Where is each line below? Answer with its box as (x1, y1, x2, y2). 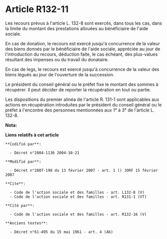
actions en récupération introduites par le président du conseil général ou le (5, 101, 162, 107)
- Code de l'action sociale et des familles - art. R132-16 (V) (10, 212, 147, 217)
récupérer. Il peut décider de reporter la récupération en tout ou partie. (5, 86, 151, 92)
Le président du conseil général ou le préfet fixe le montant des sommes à (5, 81, 159, 87)
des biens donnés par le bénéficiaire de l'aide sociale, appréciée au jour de (5, 46, 160, 52)
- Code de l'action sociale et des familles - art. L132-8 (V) (10, 190, 144, 195)
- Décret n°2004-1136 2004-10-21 (10, 150, 80, 155)
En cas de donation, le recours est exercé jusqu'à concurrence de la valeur (5, 40, 160, 46)
